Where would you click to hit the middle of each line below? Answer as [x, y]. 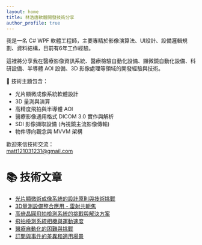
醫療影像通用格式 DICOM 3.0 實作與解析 [64, 116]
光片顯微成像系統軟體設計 [47, 94]
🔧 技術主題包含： [27, 81]
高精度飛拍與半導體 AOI [44, 109]
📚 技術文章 [34, 177]
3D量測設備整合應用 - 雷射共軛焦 [55, 206]
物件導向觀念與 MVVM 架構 [49, 132]
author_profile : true [33, 23]
